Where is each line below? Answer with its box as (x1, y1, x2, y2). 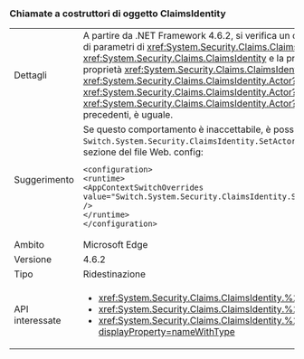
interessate (14, 315, 62, 327)
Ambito (14, 239, 45, 251)
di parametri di (82, 41, 145, 53)
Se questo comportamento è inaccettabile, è (82, 123, 271, 136)
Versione (14, 253, 52, 266)
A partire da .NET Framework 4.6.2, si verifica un (82, 30, 290, 43)
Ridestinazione (82, 268, 147, 280)
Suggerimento (14, 174, 75, 186)
